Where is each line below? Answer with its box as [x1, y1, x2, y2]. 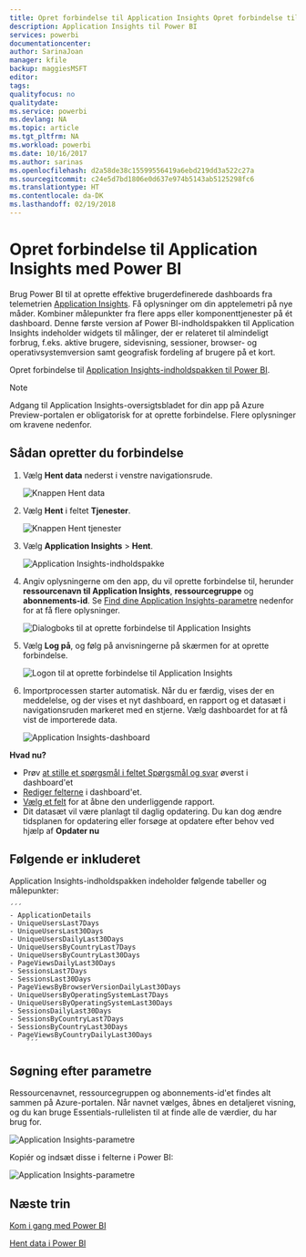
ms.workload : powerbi [9, 140, 92, 149]
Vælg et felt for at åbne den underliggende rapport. [22, 796, 216, 807]
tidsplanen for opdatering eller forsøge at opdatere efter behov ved [22, 815, 275, 826]
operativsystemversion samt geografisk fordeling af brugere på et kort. [9, 346, 276, 357]
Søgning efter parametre [9, 1063, 152, 1078]
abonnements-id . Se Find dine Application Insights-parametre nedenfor [22, 594, 294, 606]
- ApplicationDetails [9, 911, 92, 921]
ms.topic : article [9, 124, 79, 133]
